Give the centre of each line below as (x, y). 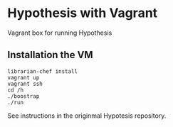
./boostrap (23, 96)
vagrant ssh (25, 84)
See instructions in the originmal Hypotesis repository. (87, 116)
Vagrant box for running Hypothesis (60, 33)
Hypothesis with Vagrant (83, 13)
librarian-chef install (43, 71)
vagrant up (23, 77)
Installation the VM (51, 55)
